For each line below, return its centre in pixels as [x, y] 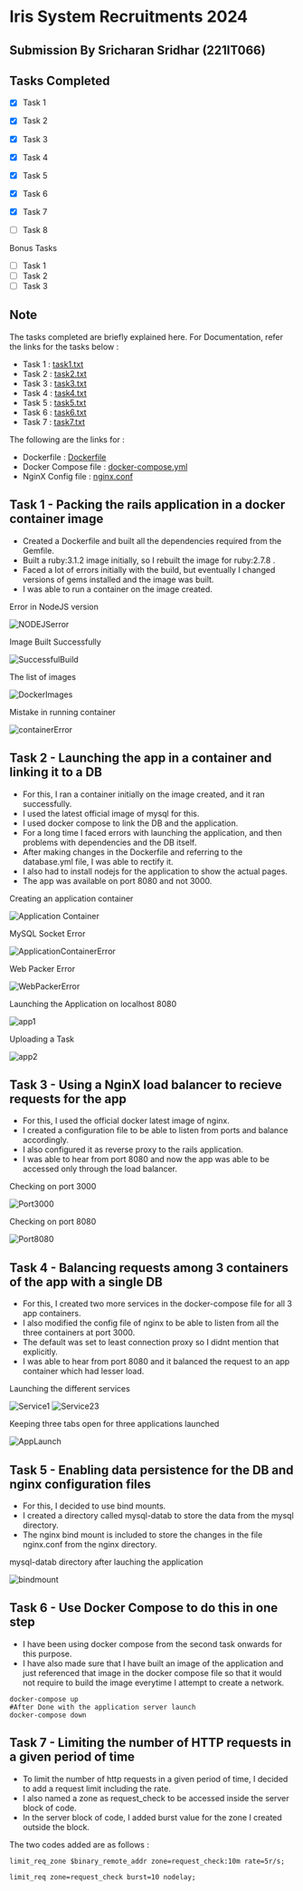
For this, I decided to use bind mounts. [94, 1506]
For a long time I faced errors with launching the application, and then [152, 832]
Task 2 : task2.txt [55, 373]
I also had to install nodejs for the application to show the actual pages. [155, 871]
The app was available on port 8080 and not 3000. [117, 880]
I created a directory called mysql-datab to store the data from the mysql [158, 1515]
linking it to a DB [56, 772]
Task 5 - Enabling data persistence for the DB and [151, 1470]
